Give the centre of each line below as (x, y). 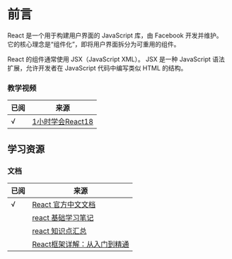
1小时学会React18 (63, 122)
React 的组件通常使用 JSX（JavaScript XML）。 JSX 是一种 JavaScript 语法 (116, 59)
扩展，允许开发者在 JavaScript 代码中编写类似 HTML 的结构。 (97, 68)
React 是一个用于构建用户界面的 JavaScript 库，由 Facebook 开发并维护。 (115, 35)
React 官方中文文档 (64, 204)
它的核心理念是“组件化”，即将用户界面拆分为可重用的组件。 (94, 44)
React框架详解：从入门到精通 (81, 244)
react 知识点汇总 (59, 231)
